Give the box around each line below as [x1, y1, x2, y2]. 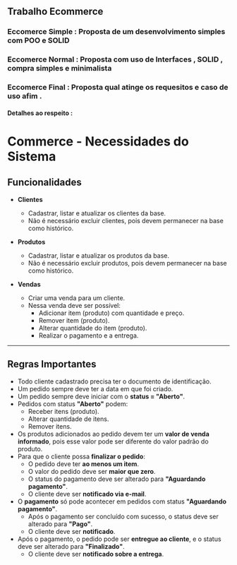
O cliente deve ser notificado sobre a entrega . [28, 549, 164, 558]
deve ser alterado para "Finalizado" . [17, 542, 125, 550]
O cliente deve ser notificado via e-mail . [28, 489, 147, 498]
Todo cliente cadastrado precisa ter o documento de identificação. [17, 377, 212, 386]
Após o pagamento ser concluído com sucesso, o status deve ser [28, 512, 219, 521]
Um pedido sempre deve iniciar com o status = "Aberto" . [17, 392, 186, 400]
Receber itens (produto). [28, 407, 100, 415]
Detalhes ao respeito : [7, 109, 73, 117]
